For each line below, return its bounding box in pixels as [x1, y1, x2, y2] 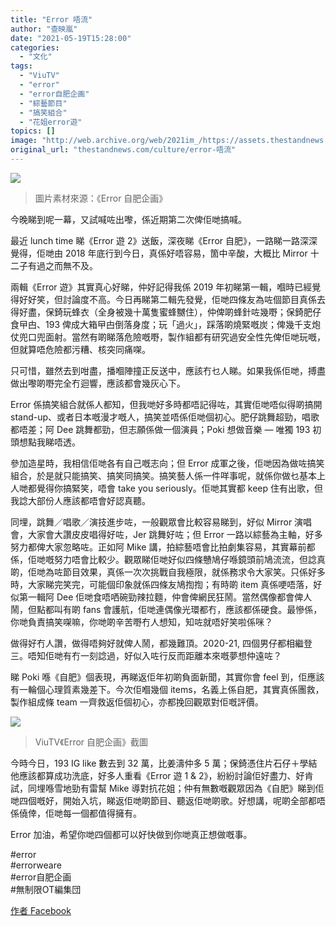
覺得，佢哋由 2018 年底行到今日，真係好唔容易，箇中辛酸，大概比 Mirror [10, 247, 308, 259]
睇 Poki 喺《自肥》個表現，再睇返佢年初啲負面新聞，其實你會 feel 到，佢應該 [10, 671, 325, 683]
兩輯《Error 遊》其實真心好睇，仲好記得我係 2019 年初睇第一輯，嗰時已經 [10, 281, 313, 293]
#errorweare [10, 859, 62, 871]
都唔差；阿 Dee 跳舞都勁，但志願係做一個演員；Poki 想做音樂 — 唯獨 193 [10, 423, 311, 435]
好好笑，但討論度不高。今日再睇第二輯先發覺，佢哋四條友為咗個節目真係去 [18, 293, 326, 305]
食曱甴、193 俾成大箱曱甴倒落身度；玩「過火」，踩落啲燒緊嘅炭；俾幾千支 [10, 318, 312, 330]
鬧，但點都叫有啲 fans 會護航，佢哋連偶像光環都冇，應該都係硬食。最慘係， [10, 603, 323, 615]
